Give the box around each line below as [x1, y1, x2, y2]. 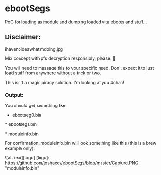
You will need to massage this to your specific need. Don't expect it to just [5, 65, 154, 70]
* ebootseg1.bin [5, 122, 37, 127]
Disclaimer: [5, 33, 40, 41]
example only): [5, 145, 35, 151]
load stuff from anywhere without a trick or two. [5, 70, 101, 76]
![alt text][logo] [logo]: [5, 155, 50, 161]
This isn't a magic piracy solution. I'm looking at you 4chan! [5, 79, 124, 85]
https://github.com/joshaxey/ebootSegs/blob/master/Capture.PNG [5, 160, 139, 166]
